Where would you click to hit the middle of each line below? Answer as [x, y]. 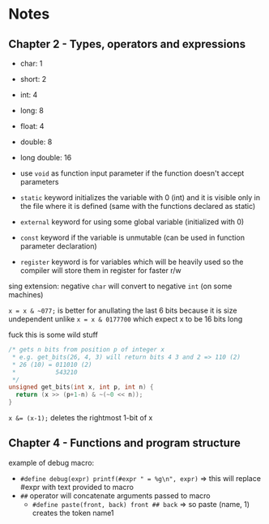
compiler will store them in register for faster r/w [101, 271]
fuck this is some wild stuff [53, 334]
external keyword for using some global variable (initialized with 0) [132, 222]
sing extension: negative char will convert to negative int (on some [120, 286]
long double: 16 [46, 158]
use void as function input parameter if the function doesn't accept [132, 173]
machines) [26, 295]
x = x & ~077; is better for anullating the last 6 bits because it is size [123, 310]
